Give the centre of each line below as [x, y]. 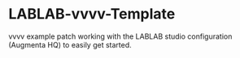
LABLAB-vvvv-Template [92, 14]
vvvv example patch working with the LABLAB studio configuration [120, 36]
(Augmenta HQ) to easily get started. [70, 44]
